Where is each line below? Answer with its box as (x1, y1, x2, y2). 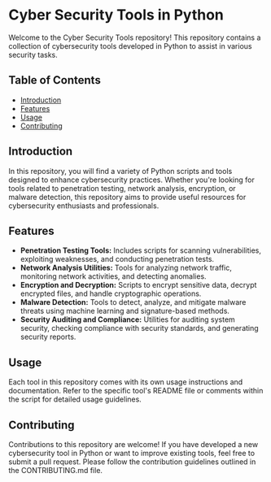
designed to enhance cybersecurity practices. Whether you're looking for (8, 175, 255, 185)
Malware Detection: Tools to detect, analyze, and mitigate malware (20, 297, 247, 307)
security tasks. (8, 50, 59, 59)
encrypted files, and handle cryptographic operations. (20, 289, 202, 298)
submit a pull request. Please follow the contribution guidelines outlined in (8, 457, 256, 467)
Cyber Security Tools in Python (8, 6, 224, 24)
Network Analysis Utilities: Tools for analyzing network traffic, (20, 263, 232, 273)
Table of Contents (8, 73, 102, 87)
